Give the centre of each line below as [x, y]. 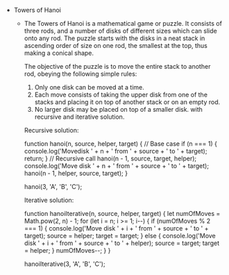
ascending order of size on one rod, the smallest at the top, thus [116, 45]
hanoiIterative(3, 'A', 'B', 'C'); [65, 264]
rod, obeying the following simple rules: [80, 74]
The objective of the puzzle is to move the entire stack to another [117, 66]
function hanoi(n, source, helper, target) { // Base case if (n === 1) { [120, 144]
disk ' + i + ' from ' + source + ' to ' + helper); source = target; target [122, 243]
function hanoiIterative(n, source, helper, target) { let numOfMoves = [122, 214]
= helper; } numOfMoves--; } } [67, 250]
